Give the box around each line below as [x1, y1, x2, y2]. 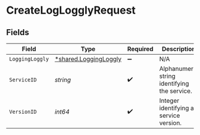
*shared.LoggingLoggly [54, 55, 122, 63]
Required [127, 45, 154, 53]
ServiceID [9, 77, 37, 83]
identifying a [159, 104, 195, 112]
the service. [159, 87, 192, 95]
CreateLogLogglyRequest [6, 4, 136, 17]
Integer [159, 96, 180, 105]
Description [161, 45, 196, 53]
